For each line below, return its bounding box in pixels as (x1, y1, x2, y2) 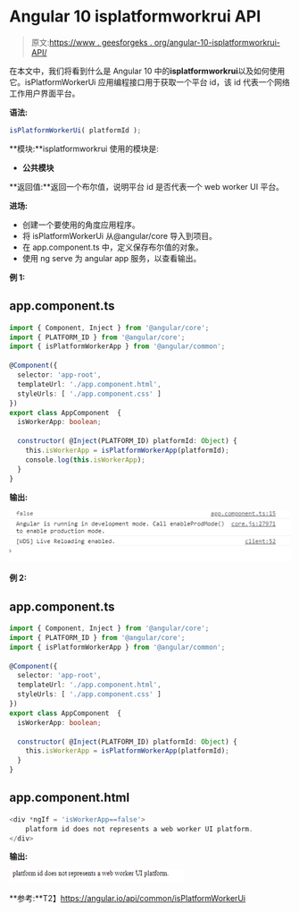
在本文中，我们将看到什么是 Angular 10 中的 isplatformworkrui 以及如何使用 (9, 65, 286, 76)
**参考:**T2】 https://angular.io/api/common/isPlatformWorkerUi (9, 893, 246, 904)
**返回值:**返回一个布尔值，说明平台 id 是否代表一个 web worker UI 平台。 (9, 181, 284, 192)
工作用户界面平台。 (9, 88, 80, 98)
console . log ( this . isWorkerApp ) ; (25, 455, 145, 465)
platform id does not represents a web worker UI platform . (25, 824, 253, 833)
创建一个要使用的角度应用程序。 (21, 219, 140, 230)
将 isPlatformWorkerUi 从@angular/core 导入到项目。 (21, 230, 217, 241)
